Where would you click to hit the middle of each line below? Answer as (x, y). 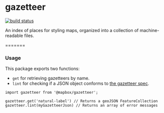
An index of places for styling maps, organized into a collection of (72, 30)
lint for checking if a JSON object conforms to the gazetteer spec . (81, 83)
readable (14, 36)
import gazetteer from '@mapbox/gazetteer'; (52, 93)
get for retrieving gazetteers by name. (51, 78)
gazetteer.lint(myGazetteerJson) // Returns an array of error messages (82, 106)
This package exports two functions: (42, 69)
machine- (149, 30)
